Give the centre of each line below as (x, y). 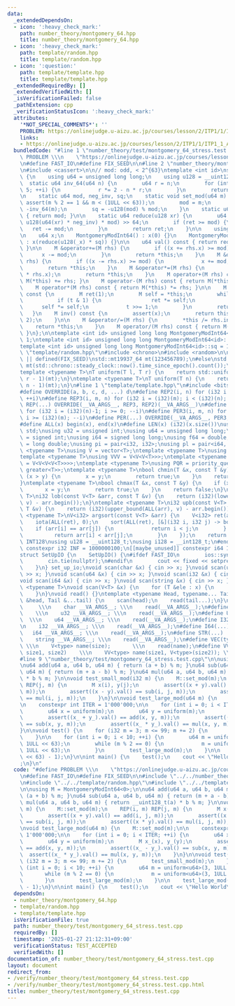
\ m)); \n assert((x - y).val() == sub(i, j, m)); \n (108, 691)
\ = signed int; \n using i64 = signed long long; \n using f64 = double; (125, 437)
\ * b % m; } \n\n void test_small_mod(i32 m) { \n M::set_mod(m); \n (123, 679)
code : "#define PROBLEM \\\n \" (65, 770)
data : (15, 14)
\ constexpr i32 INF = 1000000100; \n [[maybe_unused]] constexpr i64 (122, 548)
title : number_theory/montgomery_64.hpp (79, 40)
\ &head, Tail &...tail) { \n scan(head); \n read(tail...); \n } (122, 600)
